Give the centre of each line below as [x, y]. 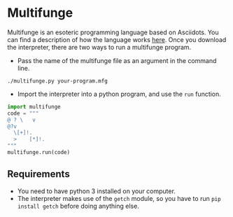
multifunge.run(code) [39, 153]
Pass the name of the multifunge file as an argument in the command [117, 60]
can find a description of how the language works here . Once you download [117, 39]
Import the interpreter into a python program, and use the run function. [119, 94]
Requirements [38, 174]
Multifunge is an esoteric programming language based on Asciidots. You [113, 32]
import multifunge [34, 106]
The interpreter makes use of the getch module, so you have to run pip [119, 198]
